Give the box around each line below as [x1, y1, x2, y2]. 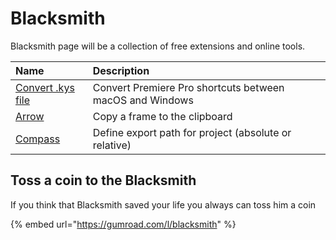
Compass [15, 132, 61, 146]
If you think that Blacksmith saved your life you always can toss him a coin [10, 198, 317, 211]
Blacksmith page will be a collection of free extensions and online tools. [10, 40, 306, 52]
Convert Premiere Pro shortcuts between [92, 80, 285, 94]
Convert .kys [15, 80, 75, 94]
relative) [92, 138, 132, 152]
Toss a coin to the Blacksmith [10, 172, 197, 189]
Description [92, 63, 150, 77]
